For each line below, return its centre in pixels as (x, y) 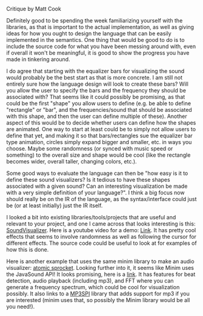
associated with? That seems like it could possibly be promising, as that (96, 97)
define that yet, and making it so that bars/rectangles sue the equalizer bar (99, 136)
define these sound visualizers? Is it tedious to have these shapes (88, 180)
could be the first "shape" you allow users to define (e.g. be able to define (99, 103)
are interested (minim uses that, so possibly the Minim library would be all (98, 300)
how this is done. (28, 249)
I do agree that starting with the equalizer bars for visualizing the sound (95, 71)
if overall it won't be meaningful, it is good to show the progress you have (98, 53)
